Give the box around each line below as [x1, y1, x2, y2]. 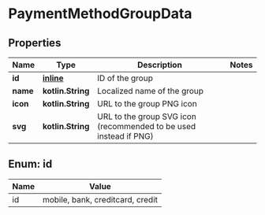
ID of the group [97, 72, 154, 83]
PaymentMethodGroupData [8, 5, 192, 23]
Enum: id [8, 158, 53, 171]
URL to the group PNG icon [97, 98, 197, 109]
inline [42, 72, 65, 83]
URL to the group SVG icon [97, 111, 197, 122]
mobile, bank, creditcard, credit [42, 194, 159, 205]
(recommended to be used [97, 121, 196, 132]
